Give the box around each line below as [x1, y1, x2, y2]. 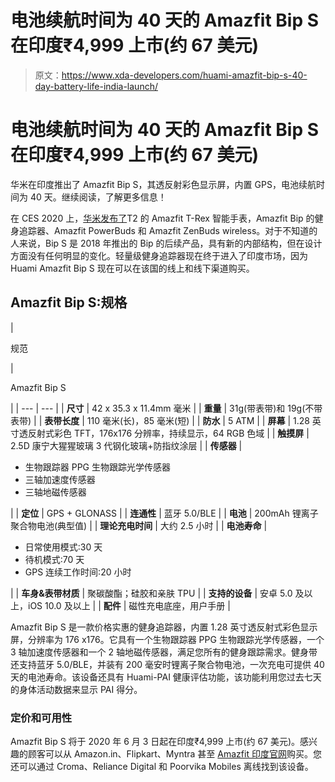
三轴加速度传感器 [24, 473, 96, 485]
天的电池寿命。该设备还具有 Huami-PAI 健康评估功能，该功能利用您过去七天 [10, 671, 322, 683]
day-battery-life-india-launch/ [34, 80, 158, 92]
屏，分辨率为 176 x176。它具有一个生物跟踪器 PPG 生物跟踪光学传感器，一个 [10, 633, 325, 645]
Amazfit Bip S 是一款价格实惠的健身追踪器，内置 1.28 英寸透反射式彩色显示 [10, 621, 318, 633]
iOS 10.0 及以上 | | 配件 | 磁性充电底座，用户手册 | [27, 599, 231, 611]
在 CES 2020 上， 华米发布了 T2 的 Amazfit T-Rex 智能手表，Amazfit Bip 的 [10, 212, 315, 224]
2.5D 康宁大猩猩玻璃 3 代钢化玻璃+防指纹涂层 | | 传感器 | [10, 439, 243, 451]
